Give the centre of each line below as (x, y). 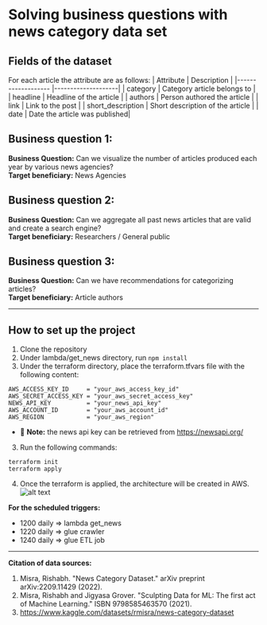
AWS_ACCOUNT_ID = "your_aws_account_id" (89, 411)
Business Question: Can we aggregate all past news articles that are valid (130, 219)
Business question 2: (62, 200)
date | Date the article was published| (70, 114)
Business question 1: (60, 139)
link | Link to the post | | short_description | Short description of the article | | (133, 106)
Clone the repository (53, 349)
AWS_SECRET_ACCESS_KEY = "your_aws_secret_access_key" (101, 396)
